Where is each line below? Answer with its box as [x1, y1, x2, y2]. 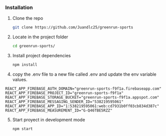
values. [12, 76, 27, 82]
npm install [12, 62, 37, 67]
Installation [5, 4, 33, 11]
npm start [12, 126, 33, 131]
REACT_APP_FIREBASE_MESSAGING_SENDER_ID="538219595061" [5, 99, 124, 104]
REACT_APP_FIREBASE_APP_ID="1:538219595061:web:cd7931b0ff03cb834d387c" [5, 104, 160, 109]
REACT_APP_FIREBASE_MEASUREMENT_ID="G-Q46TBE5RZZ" [5, 108, 113, 113]
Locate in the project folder [12, 34, 68, 40]
